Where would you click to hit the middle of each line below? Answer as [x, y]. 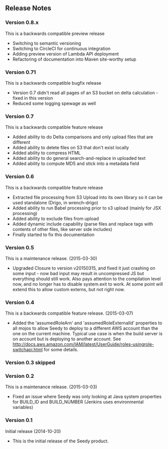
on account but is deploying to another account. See [67, 339]
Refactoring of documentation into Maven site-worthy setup [74, 59]
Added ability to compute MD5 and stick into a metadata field [76, 164]
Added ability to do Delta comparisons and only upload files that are [83, 137]
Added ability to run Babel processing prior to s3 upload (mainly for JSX [87, 208]
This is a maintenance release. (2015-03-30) [51, 258]
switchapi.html [28, 350]
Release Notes [28, 8]
